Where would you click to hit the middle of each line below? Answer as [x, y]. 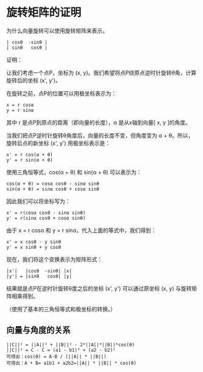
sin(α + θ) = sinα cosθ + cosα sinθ [53, 189]
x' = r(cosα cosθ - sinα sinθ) [46, 213]
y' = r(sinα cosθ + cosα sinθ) [46, 218]
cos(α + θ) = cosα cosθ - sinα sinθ [53, 184]
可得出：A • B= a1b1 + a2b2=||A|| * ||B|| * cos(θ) [72, 363]
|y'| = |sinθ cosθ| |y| [39, 276]
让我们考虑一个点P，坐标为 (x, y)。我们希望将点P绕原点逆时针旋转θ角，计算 [101, 73]
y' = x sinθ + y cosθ [34, 247]
